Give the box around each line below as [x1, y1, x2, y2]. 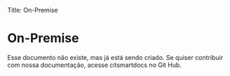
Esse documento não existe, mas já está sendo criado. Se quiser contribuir [7, 53, 223, 61]
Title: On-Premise [7, 6, 58, 14]
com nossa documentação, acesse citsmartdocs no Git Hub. [7, 61, 182, 69]
